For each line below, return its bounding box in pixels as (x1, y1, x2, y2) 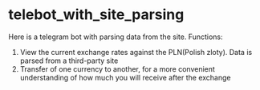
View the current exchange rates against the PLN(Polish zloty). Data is (19, 47, 253, 57)
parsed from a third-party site (19, 56, 119, 65)
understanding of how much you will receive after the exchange (19, 72, 231, 82)
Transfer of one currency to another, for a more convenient (19, 64, 215, 73)
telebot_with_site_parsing (8, 6, 185, 24)
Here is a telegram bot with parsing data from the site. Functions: (8, 32, 223, 41)
